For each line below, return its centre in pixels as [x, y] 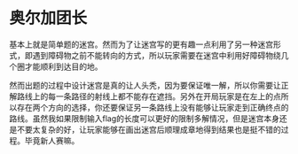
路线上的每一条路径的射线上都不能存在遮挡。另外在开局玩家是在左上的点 [149, 96]
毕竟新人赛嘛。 [52, 140]
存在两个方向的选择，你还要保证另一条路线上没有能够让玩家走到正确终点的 [153, 107]
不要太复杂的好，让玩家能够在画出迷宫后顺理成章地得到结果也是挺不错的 [149, 129]
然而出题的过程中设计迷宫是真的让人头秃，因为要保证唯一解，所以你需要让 [145, 85]
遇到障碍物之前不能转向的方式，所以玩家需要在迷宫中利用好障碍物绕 [157, 55]
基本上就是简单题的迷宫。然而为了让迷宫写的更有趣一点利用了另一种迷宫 [141, 44]
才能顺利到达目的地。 [63, 66]
